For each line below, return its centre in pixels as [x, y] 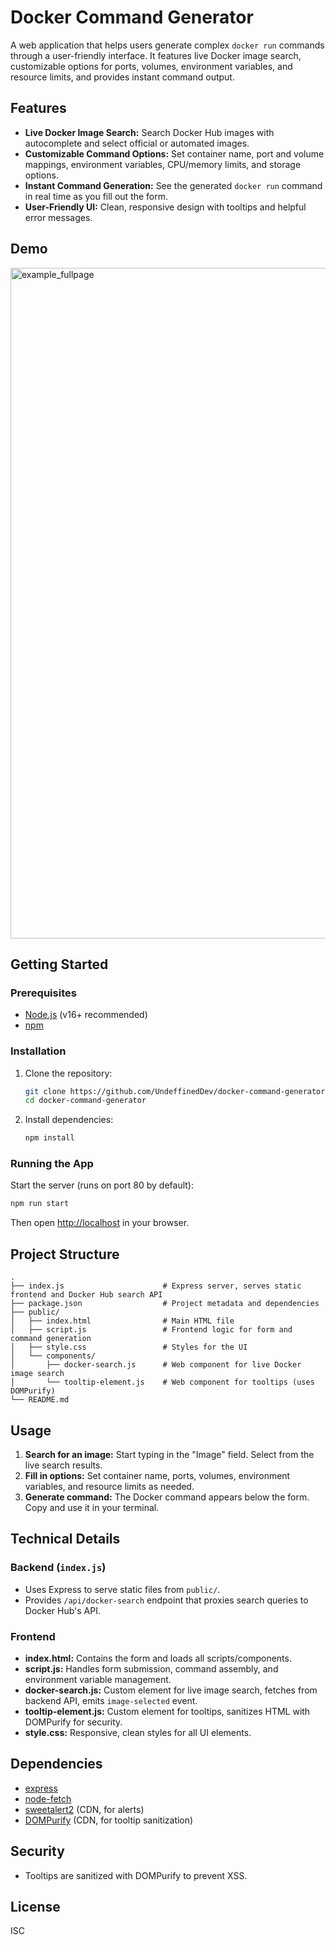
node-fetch [48, 1798]
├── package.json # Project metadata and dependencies [165, 1304]
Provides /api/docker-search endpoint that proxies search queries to [166, 1600]
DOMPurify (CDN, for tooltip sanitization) [109, 1820]
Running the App [52, 1164]
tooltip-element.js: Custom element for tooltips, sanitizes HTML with [167, 1711]
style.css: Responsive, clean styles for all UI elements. [138, 1732]
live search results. [63, 1465]
